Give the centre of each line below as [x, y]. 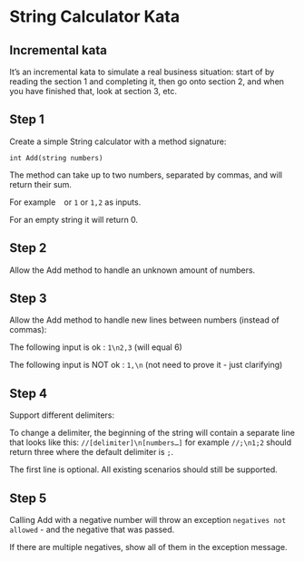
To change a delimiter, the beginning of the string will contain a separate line [152, 433]
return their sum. [41, 184]
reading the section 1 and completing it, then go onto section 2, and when [147, 82]
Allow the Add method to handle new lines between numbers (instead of [144, 320]
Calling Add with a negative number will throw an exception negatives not [148, 520]
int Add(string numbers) [56, 158]
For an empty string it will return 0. [74, 219]
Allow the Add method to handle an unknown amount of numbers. [132, 270]
